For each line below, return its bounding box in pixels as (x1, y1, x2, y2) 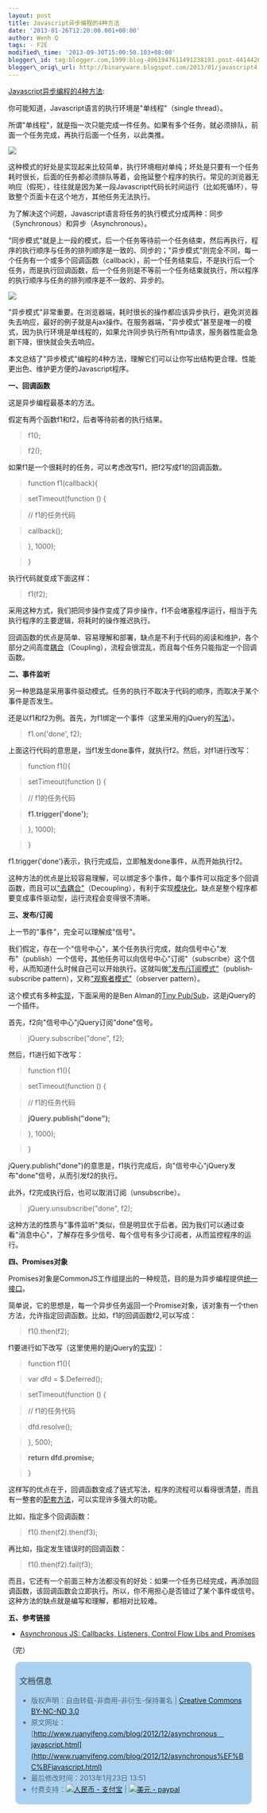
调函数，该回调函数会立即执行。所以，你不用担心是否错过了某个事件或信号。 (8, 1585, 259, 1596)
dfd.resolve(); (27, 1421, 73, 1431)
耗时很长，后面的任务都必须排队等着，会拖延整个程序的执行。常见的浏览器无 (8, 172, 259, 181)
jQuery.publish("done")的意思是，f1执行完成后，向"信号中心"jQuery (8, 1160, 229, 1170)
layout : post (8, 11, 52, 20)
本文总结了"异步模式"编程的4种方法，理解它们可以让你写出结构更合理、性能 (8, 353, 257, 363)
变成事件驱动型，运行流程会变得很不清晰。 (14, 893, 155, 903)
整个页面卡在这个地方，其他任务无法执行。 (14, 192, 155, 201)
